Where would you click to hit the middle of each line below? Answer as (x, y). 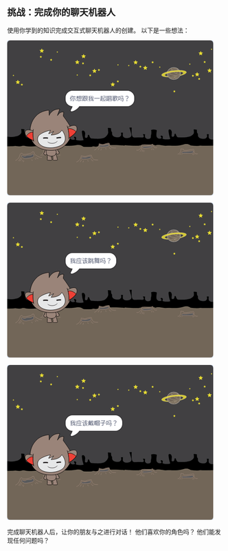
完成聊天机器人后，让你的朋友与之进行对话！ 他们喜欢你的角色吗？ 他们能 (111, 532)
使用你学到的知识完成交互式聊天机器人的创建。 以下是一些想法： (98, 30)
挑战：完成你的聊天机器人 (61, 12)
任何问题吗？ (31, 540)
